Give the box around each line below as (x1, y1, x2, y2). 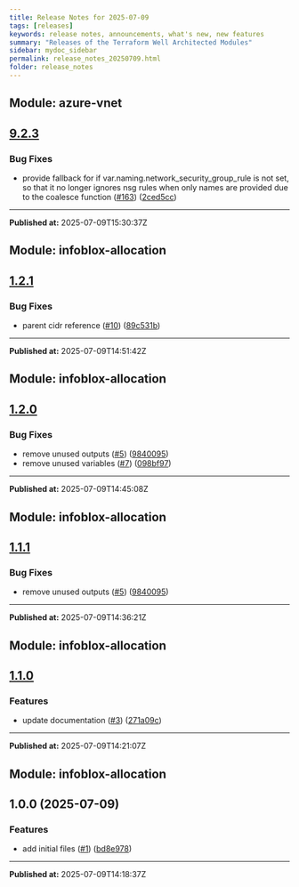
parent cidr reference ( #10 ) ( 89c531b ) (21, 320, 161, 331)
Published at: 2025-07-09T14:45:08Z (9, 484, 149, 495)
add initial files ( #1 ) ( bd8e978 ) (21, 843, 133, 854)
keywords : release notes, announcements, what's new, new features (9, 29, 265, 38)
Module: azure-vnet (9, 95, 123, 111)
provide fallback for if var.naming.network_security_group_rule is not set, (21, 173, 289, 183)
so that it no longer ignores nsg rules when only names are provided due (21, 181, 289, 192)
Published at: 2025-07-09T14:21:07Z (9, 740, 147, 752)
